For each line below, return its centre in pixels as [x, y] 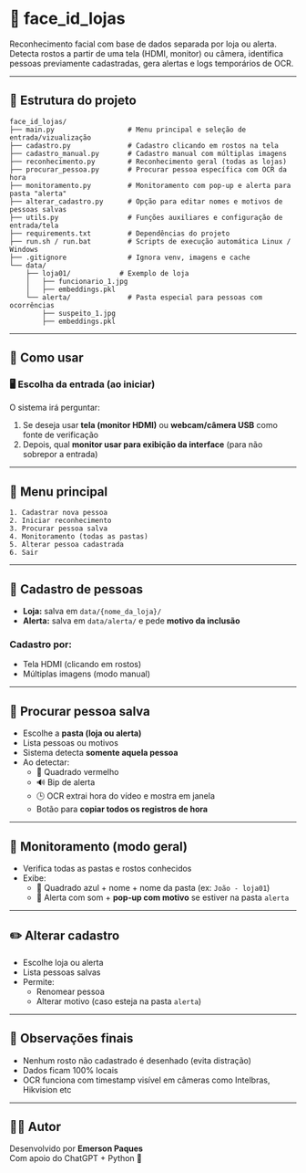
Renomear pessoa [70, 991]
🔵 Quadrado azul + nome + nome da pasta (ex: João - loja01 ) [153, 887]
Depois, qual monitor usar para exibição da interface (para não [143, 445]
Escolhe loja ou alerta [63, 962]
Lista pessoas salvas [61, 972]
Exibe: [35, 878]
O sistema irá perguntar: [55, 408]
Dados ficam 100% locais [70, 1070]
